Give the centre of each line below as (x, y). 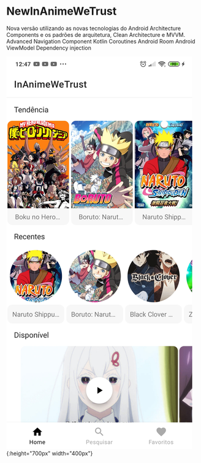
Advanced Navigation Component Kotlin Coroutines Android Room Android (101, 41)
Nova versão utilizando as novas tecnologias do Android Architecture (94, 28)
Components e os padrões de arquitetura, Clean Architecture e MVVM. (96, 34)
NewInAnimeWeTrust (62, 11)
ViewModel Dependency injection (49, 48)
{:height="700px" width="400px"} (50, 453)
